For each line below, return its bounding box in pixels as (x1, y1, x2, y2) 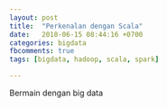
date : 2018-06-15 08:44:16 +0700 (9, 30, 144, 39)
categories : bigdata (9, 38, 88, 48)
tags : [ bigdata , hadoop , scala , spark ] (9, 55, 160, 64)
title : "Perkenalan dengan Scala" (9, 22, 144, 31)
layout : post (9, 13, 59, 22)
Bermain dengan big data (9, 87, 104, 98)
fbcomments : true (9, 47, 75, 56)
